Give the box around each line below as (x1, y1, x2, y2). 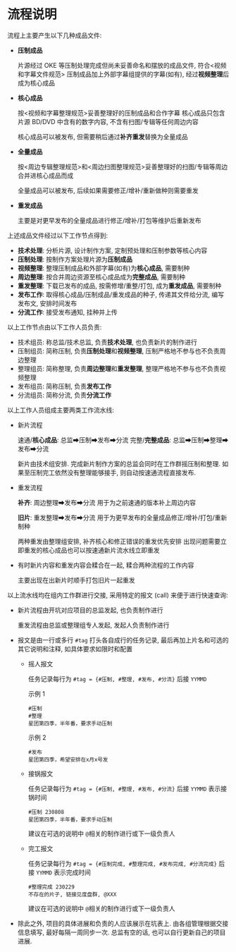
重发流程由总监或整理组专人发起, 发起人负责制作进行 (17, 621, 170, 629)
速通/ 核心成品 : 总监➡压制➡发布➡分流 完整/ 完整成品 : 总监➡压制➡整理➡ (17, 435, 229, 444)
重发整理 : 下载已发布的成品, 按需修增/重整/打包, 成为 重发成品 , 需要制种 (17, 281, 222, 290)
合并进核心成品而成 (17, 171, 74, 180)
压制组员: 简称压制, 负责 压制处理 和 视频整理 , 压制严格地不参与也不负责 (17, 346, 220, 355)
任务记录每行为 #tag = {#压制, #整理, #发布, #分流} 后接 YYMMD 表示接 (27, 784, 228, 793)
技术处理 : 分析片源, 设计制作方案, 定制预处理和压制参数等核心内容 (17, 246, 208, 255)
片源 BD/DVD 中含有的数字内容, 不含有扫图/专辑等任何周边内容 (17, 117, 199, 126)
